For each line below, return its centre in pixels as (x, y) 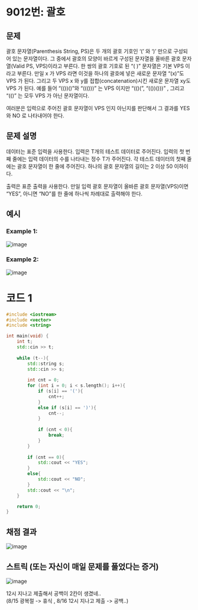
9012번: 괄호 (36, 12)
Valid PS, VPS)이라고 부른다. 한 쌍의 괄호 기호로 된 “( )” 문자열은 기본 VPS (98, 66)
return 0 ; (29, 506)
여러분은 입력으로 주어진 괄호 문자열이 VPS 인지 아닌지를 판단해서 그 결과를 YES (98, 108)
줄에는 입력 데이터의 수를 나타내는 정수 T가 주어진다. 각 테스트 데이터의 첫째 (99, 159)
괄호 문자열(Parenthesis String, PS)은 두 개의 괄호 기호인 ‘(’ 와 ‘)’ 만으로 (89, 51)
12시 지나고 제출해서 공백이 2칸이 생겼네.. (54, 593)
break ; (56, 435)
